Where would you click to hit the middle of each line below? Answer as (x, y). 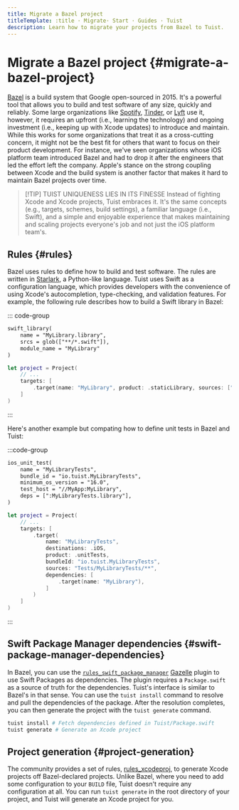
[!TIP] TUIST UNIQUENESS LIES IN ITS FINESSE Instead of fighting (122, 194)
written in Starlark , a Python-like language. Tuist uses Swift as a (101, 279)
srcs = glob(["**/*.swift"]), (65, 342)
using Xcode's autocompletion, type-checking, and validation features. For (117, 294)
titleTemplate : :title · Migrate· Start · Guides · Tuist (95, 21)
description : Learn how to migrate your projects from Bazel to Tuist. (116, 27)
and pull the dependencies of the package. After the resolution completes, (116, 703)
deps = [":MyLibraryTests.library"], (76, 496)
